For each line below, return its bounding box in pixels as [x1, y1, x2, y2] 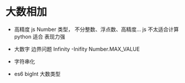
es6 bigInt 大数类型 [14, 70, 61, 77]
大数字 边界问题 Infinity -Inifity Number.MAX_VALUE [14, 45, 140, 53]
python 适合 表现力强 [14, 33, 65, 40]
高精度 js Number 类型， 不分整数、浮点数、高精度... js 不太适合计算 [14, 26, 179, 33]
